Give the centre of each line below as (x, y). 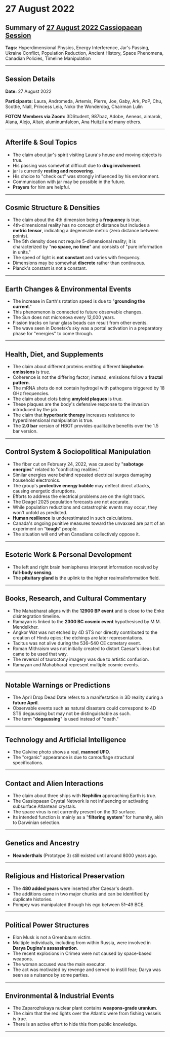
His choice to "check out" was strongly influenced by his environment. (86, 176)
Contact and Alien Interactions (54, 783)
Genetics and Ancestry (42, 843)
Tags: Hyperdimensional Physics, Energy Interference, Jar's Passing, (77, 48)
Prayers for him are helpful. (41, 187)
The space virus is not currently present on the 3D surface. (74, 811)
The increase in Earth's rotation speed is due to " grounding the (79, 301)
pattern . (21, 383)
